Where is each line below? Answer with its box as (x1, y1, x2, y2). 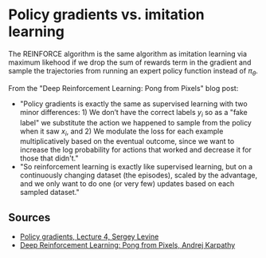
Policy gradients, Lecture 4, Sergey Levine (19, 232, 159, 241)
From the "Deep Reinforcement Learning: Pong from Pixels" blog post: (8, 83, 239, 93)
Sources (8, 210, 51, 224)
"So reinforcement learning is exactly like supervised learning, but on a (19, 162, 253, 172)
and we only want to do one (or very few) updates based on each (19, 179, 235, 189)
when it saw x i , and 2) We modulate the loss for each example (19, 126, 224, 137)
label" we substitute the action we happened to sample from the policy (19, 117, 252, 127)
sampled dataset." (19, 188, 80, 197)
